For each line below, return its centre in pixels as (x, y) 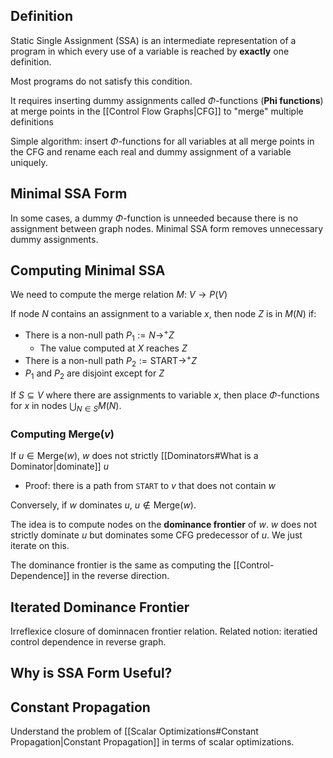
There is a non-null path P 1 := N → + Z (99, 335)
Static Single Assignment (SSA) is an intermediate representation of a (153, 40)
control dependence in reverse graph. (88, 642)
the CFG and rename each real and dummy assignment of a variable (151, 151)
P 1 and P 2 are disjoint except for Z (94, 374)
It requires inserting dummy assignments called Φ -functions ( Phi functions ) (167, 100)
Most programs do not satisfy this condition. (101, 81)
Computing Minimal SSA (88, 270)
